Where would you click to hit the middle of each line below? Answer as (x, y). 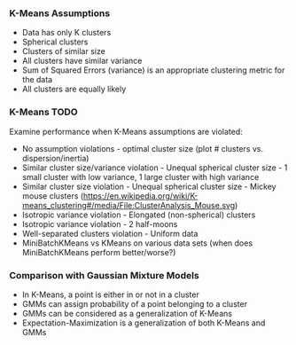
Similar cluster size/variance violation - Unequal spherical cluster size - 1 (155, 168)
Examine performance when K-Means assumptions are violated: (126, 131)
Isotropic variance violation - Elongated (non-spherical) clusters (139, 215)
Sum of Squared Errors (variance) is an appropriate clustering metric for (153, 70)
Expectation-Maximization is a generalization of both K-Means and (144, 323)
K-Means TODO (43, 112)
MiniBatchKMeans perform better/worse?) (99, 252)
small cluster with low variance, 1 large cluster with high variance (140, 176)
